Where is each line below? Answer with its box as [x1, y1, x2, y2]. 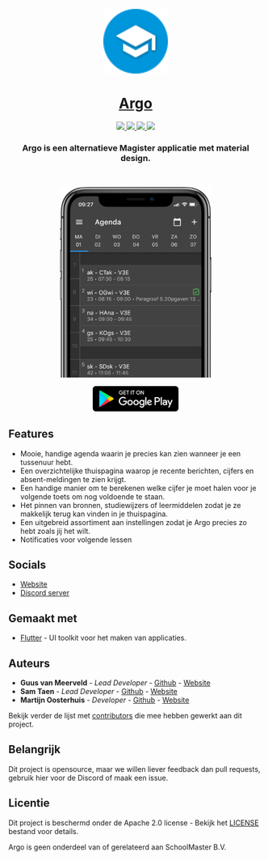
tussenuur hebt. [19, 457, 73, 467]
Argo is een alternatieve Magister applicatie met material [22, 142, 249, 154]
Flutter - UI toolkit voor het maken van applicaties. [19, 633, 187, 643]
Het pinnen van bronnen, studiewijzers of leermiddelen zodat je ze [19, 500, 241, 510]
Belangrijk [8, 743, 61, 756]
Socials [8, 557, 47, 571]
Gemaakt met [8, 612, 78, 625]
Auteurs [8, 656, 51, 670]
